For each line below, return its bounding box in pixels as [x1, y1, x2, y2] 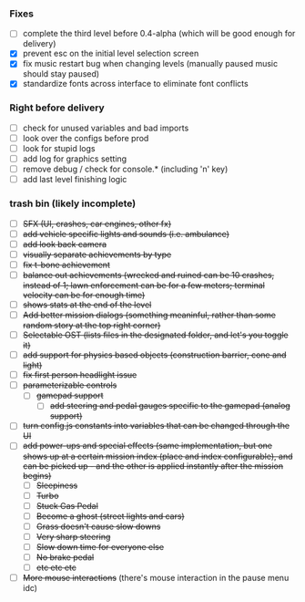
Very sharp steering [36, 531, 111, 542]
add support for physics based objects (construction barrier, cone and [22, 349, 287, 360]
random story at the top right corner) [22, 320, 161, 331]
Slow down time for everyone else [36, 541, 165, 552]
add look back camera [22, 238, 107, 249]
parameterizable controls [22, 379, 117, 390]
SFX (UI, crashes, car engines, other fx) [22, 218, 172, 229]
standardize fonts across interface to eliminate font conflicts [22, 78, 249, 89]
